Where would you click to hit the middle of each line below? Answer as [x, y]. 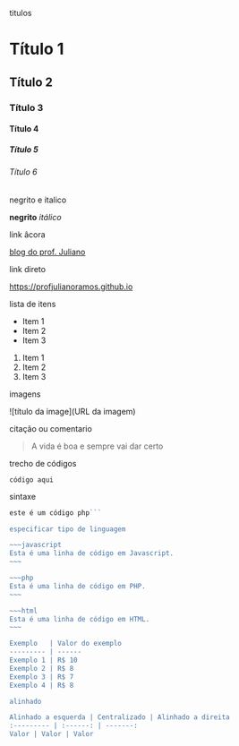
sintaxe [23, 496]
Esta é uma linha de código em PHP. [77, 586]
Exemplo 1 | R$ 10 [43, 660]
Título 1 [37, 49]
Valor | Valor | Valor [51, 734]
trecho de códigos [43, 463]
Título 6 [23, 172]
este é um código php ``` [55, 513]
